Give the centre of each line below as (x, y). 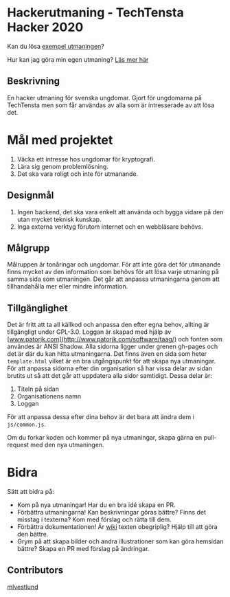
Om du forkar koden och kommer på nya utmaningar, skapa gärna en (105, 438)
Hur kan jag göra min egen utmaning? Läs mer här (78, 59)
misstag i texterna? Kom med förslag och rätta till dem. (94, 519)
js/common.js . (26, 425)
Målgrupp (28, 248)
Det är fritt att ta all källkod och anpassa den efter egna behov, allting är (108, 325)
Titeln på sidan (38, 389)
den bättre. (33, 534)
